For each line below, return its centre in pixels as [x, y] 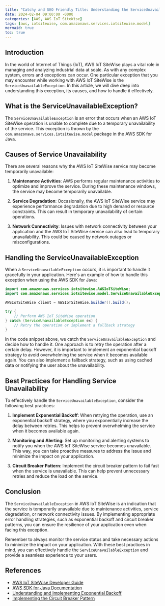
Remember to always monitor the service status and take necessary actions [82, 539]
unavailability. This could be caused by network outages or [72, 237]
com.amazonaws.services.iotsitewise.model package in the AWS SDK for [79, 134]
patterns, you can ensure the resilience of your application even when [76, 524]
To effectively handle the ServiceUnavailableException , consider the [74, 400]
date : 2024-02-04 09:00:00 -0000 [39, 14]
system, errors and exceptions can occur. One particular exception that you [82, 75]
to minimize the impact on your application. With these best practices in [78, 544]
